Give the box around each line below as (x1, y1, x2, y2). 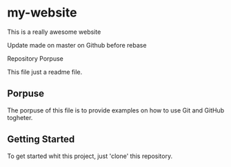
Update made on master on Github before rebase (7, 41, 147, 49)
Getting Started (7, 133, 75, 146)
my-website (7, 5, 77, 21)
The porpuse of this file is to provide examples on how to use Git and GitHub (7, 106, 225, 115)
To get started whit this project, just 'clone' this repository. (7, 152, 173, 160)
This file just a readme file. (7, 68, 83, 76)
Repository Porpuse (7, 54, 63, 63)
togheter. (7, 113, 33, 121)
